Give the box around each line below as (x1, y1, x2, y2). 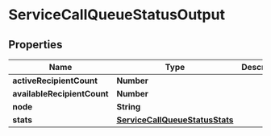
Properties (8, 38, 63, 52)
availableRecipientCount (12, 89, 109, 99)
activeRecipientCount (12, 75, 98, 86)
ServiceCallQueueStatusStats (116, 114, 234, 126)
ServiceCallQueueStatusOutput (8, 6, 226, 24)
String (116, 101, 141, 112)
